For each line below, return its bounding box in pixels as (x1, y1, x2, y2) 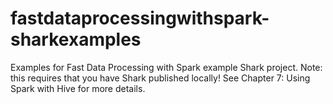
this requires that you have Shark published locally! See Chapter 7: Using (10, 72, 311, 84)
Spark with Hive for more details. (10, 82, 146, 94)
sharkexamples (10, 28, 142, 51)
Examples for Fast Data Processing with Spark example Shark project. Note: (10, 61, 323, 73)
